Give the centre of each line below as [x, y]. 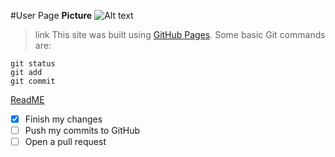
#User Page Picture [51, 15]
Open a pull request [65, 142]
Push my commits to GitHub [82, 131]
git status [33, 64]
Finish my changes [63, 119]
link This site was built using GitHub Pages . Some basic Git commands [180, 34]
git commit [33, 81]
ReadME [27, 99]
